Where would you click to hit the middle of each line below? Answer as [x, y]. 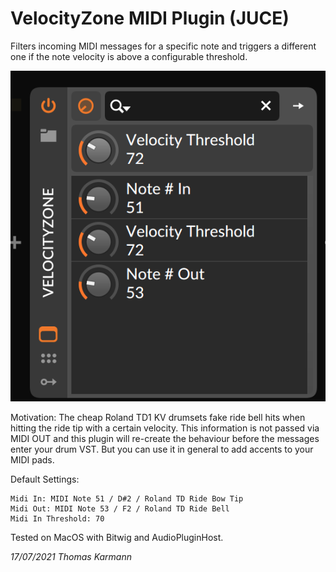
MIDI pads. [32, 460]
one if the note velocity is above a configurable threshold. [129, 56]
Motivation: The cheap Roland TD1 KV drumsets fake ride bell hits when [158, 418]
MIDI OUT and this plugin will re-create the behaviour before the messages [165, 439]
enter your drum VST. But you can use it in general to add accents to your [162, 449]
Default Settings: [45, 479]
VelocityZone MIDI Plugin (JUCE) [150, 18]
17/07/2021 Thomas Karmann [71, 557]
